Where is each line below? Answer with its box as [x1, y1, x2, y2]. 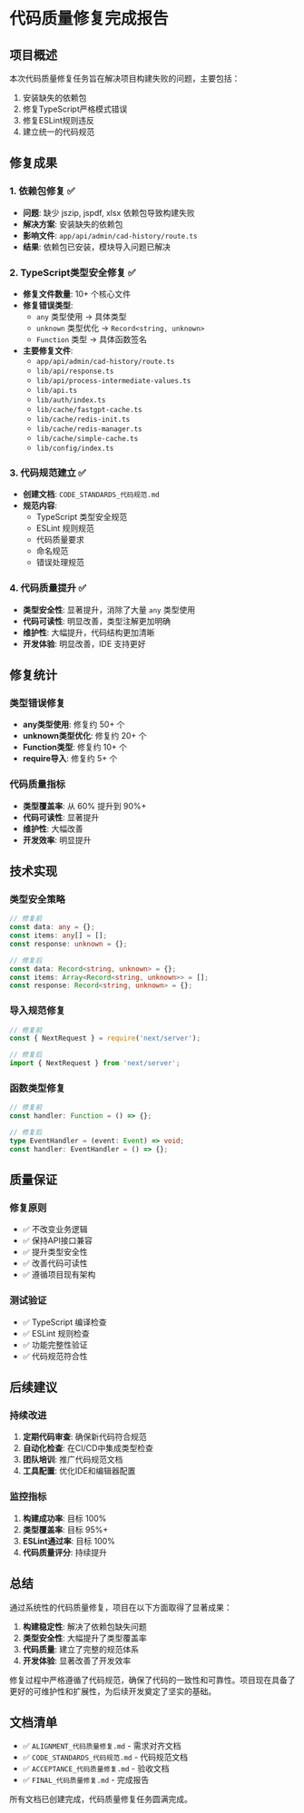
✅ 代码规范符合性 [22, 1350, 88, 1361]
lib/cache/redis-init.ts [35, 415, 131, 424]
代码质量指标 [9, 778, 66, 790]
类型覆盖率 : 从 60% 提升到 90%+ [22, 800, 147, 811]
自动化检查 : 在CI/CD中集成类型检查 [22, 1443, 154, 1454]
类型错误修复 [9, 696, 66, 709]
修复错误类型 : [22, 299, 74, 310]
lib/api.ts [35, 386, 78, 395]
